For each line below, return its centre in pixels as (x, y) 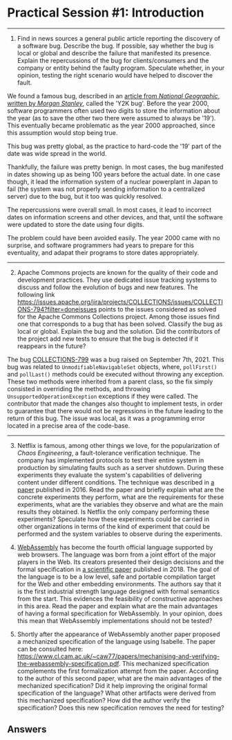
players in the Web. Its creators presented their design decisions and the (120, 561)
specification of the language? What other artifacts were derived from (116, 693)
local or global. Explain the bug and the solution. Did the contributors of (119, 331)
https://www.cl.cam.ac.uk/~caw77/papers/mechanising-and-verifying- (118, 656)
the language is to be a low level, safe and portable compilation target (116, 577)
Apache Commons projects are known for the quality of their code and (118, 272)
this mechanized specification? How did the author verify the (104, 700)
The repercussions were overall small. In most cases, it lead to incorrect (109, 210)
